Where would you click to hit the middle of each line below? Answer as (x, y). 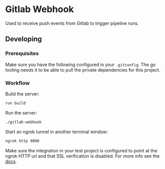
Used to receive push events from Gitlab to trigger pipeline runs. (72, 23)
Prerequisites (22, 53)
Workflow (18, 83)
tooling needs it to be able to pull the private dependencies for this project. (83, 70)
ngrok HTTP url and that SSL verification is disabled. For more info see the (82, 156)
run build (16, 103)
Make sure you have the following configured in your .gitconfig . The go (80, 65)
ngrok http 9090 (22, 141)
